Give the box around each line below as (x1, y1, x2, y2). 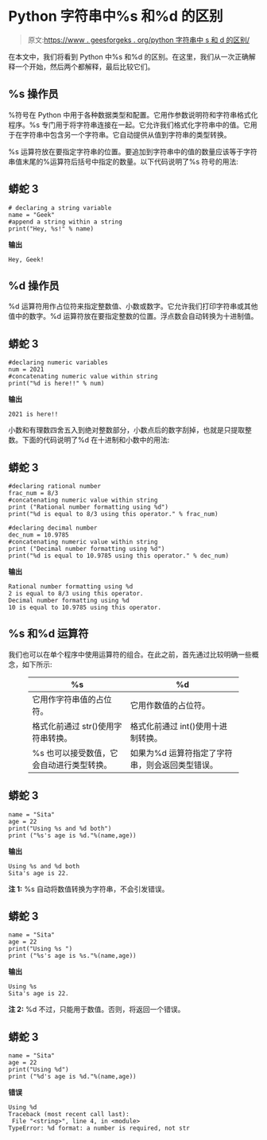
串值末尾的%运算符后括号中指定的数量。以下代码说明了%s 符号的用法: (8, 157, 238, 166)
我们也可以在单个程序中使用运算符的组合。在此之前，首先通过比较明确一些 (8, 649, 252, 659)
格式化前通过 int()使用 (130, 720, 212, 731)
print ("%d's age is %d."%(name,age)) (8, 1072, 137, 1081)
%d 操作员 (8, 279, 60, 293)
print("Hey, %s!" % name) (8, 224, 94, 233)
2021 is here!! (8, 410, 59, 418)
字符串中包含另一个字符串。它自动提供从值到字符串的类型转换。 (21, 130, 231, 139)
